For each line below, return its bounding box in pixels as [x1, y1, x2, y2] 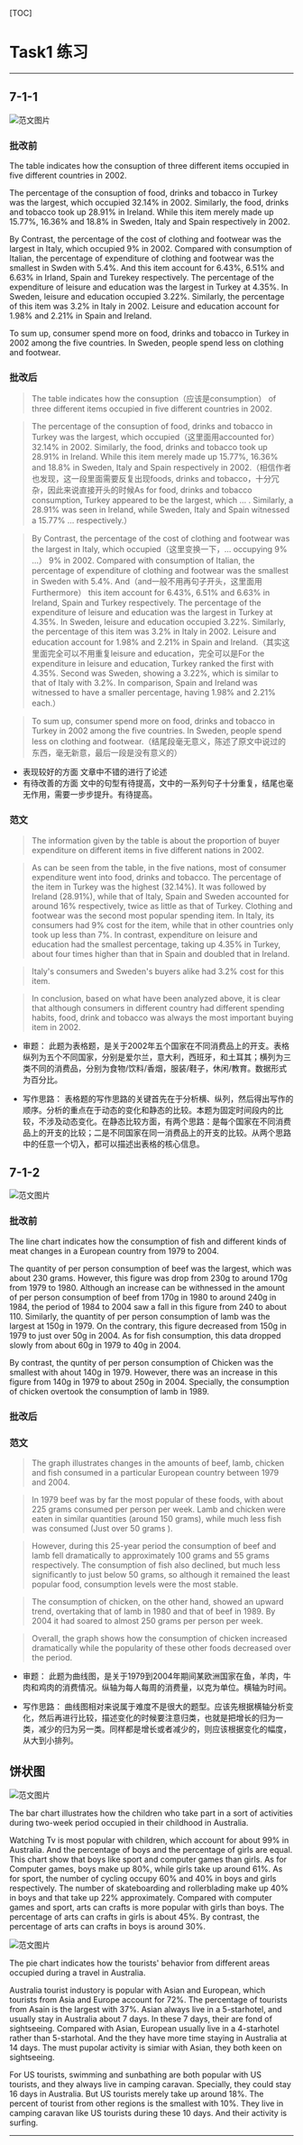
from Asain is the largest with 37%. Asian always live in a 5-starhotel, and [9, 2003, 282, 2014]
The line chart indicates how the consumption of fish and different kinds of [9, 1236, 287, 1247]
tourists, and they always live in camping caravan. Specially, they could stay [9, 2078, 291, 2089]
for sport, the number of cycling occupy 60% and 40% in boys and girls [9, 1873, 277, 1883]
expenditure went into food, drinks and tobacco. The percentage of [31, 871, 282, 882]
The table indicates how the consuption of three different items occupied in [9, 161, 289, 171]
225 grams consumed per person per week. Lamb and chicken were [31, 1504, 286, 1514]
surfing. [9, 2117, 39, 2128]
